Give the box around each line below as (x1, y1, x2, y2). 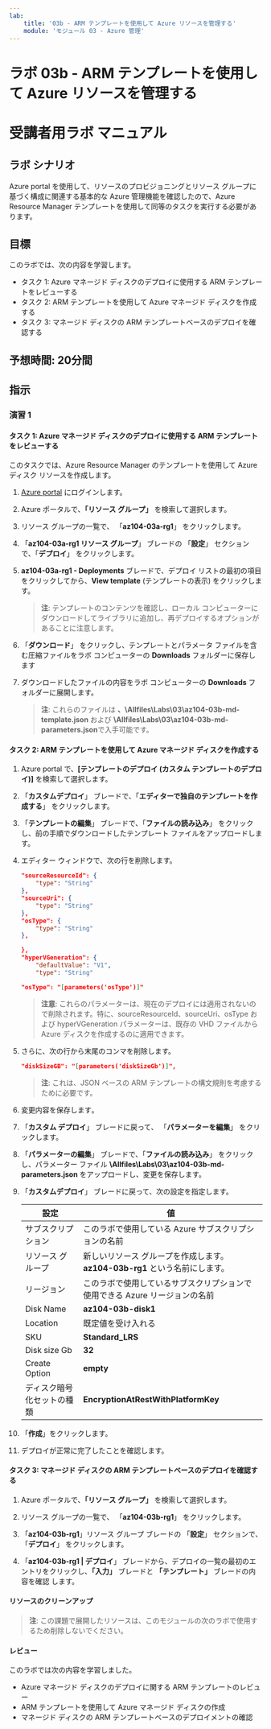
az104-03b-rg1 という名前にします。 (83, 1262, 230, 1273)
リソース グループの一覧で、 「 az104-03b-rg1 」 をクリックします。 (20, 1512, 246, 1521)
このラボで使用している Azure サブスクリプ (83, 1223, 247, 1234)
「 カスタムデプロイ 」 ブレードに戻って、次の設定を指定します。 (20, 1186, 233, 1196)
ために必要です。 (40, 1087, 97, 1097)
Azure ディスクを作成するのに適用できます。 (40, 1029, 189, 1038)
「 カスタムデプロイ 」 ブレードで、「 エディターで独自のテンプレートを (20, 791, 251, 801)
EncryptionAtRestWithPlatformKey (83, 1393, 220, 1405)
